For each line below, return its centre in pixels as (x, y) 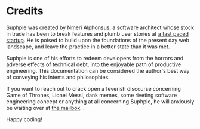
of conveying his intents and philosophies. (58, 77)
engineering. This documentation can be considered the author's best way (98, 70)
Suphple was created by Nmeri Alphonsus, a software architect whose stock (100, 27)
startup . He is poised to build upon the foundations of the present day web (98, 40)
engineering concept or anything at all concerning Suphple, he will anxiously (100, 101)
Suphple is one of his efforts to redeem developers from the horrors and (95, 58)
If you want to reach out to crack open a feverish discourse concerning (93, 88)
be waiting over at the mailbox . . (45, 107)
